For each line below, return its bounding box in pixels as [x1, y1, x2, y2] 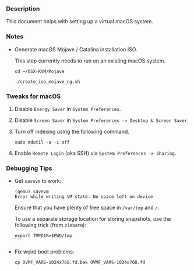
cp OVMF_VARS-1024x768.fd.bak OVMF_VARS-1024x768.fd [14, 259, 146, 266]
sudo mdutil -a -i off [14, 139, 70, 145]
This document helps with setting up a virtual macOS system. [6, 18, 153, 25]
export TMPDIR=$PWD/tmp [14, 233, 73, 239]
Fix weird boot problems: [14, 248, 75, 255]
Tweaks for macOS [6, 92, 61, 100]
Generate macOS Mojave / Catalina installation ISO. [14, 46, 138, 53]
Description [6, 5, 40, 13]
